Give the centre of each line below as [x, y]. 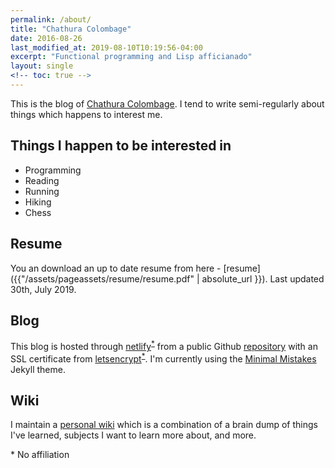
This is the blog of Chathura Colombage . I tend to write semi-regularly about [167, 103]
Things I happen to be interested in [121, 146]
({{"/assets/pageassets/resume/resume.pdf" [102, 278]
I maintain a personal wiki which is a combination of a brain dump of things [164, 425]
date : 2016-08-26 [46, 38]
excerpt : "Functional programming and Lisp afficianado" [131, 57]
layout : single [42, 66]
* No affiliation [40, 455]
